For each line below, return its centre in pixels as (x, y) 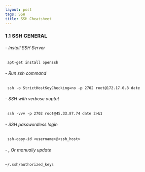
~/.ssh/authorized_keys (30, 165)
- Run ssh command (26, 73)
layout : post (18, 10)
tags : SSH (15, 14)
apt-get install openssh (33, 62)
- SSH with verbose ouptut (32, 99)
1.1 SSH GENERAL (26, 36)
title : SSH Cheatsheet (28, 19)
